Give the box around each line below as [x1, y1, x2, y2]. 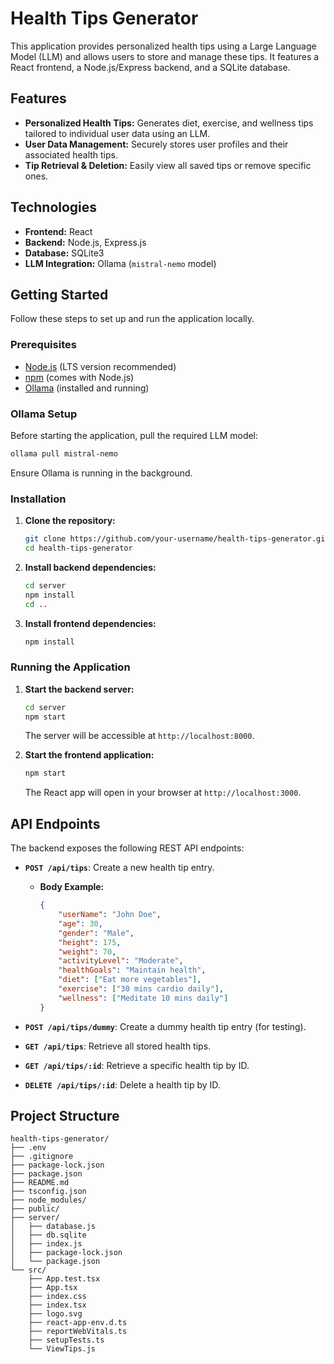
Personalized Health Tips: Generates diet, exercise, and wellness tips [24, 117, 314, 129]
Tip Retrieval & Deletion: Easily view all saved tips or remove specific [24, 159, 312, 171]
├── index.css [28, 1292, 87, 1302]
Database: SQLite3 [24, 247, 105, 259]
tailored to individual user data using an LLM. [24, 127, 211, 139]
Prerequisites [10, 338, 77, 352]
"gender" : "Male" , [58, 928, 135, 938]
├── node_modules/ [10, 1195, 87, 1206]
